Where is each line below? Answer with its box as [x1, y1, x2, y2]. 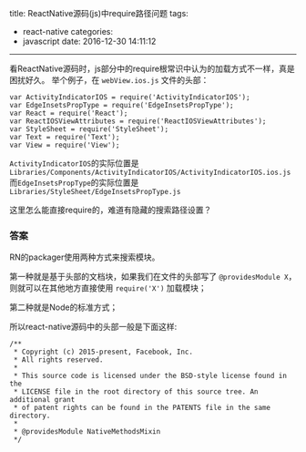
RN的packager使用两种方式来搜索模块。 [9, 252, 160, 262]
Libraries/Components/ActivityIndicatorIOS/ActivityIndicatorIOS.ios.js [9, 168, 291, 177]
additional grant [9, 395, 76, 405]
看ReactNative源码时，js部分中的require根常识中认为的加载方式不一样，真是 [9, 63, 296, 74]
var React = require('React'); [9, 108, 128, 118]
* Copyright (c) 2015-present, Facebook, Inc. [13, 347, 194, 357]
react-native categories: [22, 26, 114, 36]
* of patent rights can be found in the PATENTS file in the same [13, 404, 271, 413]
